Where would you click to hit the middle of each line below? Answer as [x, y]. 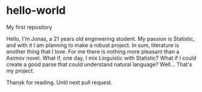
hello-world [36, 11]
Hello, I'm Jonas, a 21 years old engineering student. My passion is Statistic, [101, 38]
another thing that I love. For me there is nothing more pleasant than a [93, 51]
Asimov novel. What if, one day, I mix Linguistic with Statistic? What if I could [101, 58]
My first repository [29, 27]
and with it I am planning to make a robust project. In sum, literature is [93, 45]
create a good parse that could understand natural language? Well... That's [99, 64]
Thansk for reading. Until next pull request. [59, 82]
